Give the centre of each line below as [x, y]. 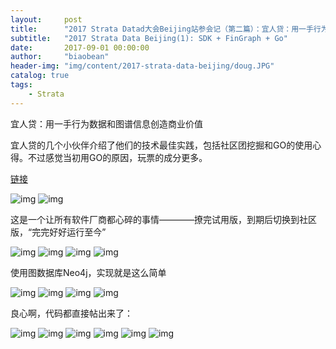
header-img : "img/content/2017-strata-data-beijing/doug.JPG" [142, 66]
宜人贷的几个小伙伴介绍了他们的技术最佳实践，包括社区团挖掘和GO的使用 [161, 145]
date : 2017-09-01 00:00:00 [80, 47]
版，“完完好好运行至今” [58, 232]
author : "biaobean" [60, 57]
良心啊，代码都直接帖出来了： [71, 313]
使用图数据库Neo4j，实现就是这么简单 [88, 272]
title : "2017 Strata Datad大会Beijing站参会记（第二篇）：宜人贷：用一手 [162, 29]
